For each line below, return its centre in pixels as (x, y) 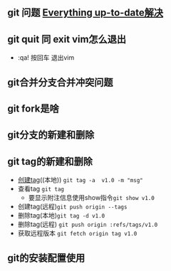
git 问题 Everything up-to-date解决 (85, 13)
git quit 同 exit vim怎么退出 (67, 39)
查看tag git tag (41, 189)
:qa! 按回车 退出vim (46, 58)
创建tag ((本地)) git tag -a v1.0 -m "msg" (81, 180)
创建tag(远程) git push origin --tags (72, 207)
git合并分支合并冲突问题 (60, 82)
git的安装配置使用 (46, 258)
